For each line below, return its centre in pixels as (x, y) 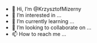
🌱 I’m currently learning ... (43, 21)
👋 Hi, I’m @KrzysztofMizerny (46, 9)
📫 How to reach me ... (39, 34)
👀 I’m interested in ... (36, 15)
